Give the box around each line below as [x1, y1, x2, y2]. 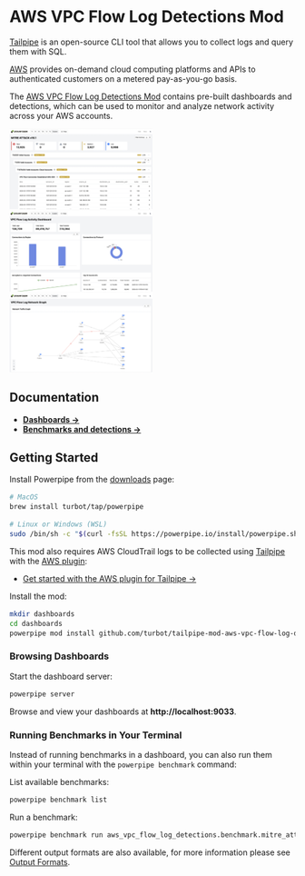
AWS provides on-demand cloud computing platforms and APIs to [9, 64, 256, 75]
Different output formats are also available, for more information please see [9, 847, 290, 858]
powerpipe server [9, 689, 75, 699]
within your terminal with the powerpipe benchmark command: [9, 759, 238, 770]
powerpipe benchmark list [9, 795, 107, 804]
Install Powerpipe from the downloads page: [9, 474, 175, 485]
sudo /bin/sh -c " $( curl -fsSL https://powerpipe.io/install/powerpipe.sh [9, 529, 299, 538]
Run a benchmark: [9, 811, 78, 822]
